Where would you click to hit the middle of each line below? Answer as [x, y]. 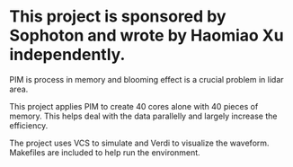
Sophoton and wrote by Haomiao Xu [147, 35]
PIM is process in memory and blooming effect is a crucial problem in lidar [147, 79]
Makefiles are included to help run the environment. [105, 152]
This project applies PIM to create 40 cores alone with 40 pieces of [134, 106]
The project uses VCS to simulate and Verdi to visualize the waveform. [139, 143]
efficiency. [29, 125]
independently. [67, 55]
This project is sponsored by [118, 17]
